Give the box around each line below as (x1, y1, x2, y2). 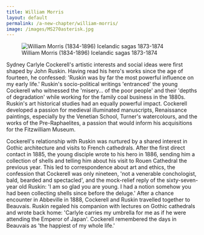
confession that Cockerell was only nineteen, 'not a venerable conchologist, (6, 170, 197, 178)
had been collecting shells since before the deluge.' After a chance (6, 190, 174, 197)
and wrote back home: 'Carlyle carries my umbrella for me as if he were (6, 209, 186, 217)
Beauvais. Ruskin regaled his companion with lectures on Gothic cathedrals (6, 203, 195, 210)
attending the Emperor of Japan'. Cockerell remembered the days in (6, 215, 177, 223)
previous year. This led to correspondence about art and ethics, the (6, 164, 175, 171)
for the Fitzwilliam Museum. (6, 126, 76, 133)
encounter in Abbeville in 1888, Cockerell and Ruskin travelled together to (6, 196, 191, 203)
